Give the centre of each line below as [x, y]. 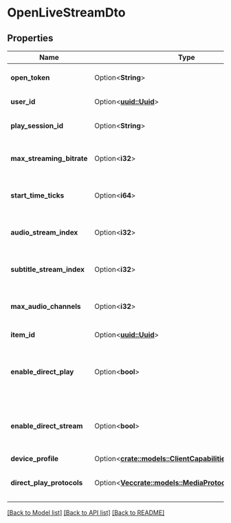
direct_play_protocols [47, 483]
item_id [23, 335]
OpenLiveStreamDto [66, 13]
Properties [30, 38]
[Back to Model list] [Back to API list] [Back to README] [86, 513]
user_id [23, 102]
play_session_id [37, 126]
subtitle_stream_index [47, 269]
